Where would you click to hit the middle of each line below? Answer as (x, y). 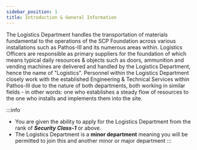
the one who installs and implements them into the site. (74, 98)
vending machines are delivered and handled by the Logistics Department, (98, 66)
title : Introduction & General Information (62, 17)
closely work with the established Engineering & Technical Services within (98, 79)
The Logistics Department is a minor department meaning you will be (101, 134)
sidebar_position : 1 (32, 12)
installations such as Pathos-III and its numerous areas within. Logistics (94, 47)
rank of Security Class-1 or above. (58, 128)
